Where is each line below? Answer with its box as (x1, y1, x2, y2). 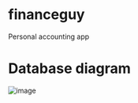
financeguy (8, 6, 85, 24)
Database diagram (8, 59, 132, 78)
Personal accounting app (8, 32, 90, 41)
